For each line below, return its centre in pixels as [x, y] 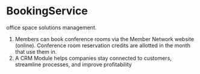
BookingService [47, 11]
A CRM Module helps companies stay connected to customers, [93, 58]
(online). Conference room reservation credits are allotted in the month [103, 45]
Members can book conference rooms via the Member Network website [105, 39]
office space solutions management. [52, 27]
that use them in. [36, 51]
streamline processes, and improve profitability [73, 64]
